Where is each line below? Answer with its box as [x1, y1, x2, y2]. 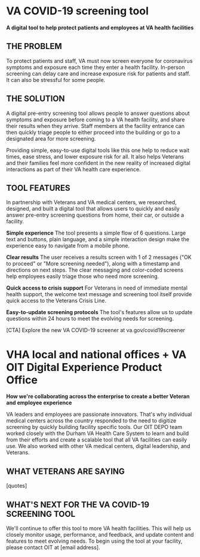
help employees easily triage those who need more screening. [6, 273, 159, 280]
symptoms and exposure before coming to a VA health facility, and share [6, 115, 185, 123]
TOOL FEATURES [6, 182, 70, 193]
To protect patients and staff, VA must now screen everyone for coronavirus [6, 57, 193, 64]
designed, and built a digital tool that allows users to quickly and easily [6, 205, 180, 212]
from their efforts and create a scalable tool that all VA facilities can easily [6, 436, 187, 443]
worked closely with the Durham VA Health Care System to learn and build [6, 430, 189, 437]
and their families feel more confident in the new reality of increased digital [6, 159, 191, 166]
